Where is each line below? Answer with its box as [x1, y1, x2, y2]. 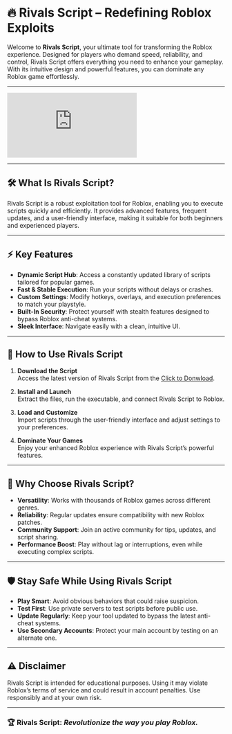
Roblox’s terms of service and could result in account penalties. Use [7, 686, 201, 694]
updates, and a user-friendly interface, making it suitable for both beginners [7, 213, 223, 222]
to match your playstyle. [17, 300, 86, 308]
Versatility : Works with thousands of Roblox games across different [17, 496, 211, 505]
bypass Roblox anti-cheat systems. [17, 314, 117, 323]
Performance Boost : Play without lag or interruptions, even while [17, 540, 203, 548]
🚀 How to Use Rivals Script [7, 348, 123, 360]
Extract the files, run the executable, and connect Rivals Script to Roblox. [17, 395, 225, 403]
